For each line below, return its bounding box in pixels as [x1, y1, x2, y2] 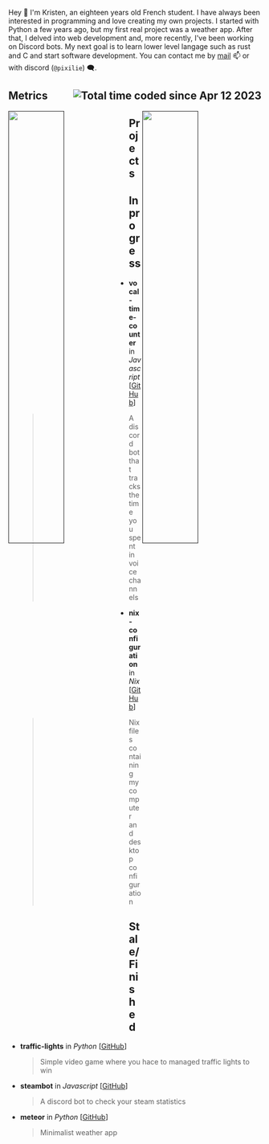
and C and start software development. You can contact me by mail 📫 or [8, 51, 250, 60]
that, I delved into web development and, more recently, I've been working [8, 33, 255, 43]
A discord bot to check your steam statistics [39, 1097, 186, 1106]
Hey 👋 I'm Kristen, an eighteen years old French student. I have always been [8, 8, 261, 17]
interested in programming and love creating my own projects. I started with [8, 16, 259, 26]
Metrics [8, 89, 48, 103]
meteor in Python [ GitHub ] [19, 1113, 108, 1122]
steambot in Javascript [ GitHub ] [19, 1081, 128, 1091]
